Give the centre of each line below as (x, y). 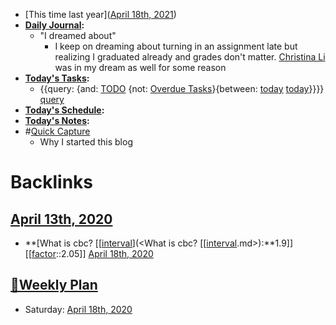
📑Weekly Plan (54, 285)
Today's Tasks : (57, 78)
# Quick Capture (57, 131)
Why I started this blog (86, 142)
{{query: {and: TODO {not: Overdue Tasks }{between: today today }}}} (182, 88)
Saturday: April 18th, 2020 (78, 309)
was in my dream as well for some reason (140, 67)
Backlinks (52, 182)
